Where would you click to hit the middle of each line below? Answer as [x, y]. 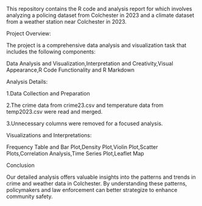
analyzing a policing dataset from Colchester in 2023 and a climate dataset [100, 15]
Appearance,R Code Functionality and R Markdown [71, 70]
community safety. [30, 196]
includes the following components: [51, 52]
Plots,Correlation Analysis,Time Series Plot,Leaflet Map [75, 153]
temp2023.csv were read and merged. [54, 112]
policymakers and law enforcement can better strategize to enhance [92, 190]
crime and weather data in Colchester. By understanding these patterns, [97, 184]
